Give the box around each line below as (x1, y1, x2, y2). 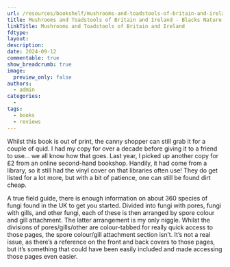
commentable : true (7, 55, 60, 62)
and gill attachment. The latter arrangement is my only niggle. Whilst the (7, 216, 211, 224)
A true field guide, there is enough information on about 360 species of (7, 194, 208, 202)
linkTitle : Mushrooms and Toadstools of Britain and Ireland (7, 23, 186, 29)
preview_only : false (13, 73, 72, 81)
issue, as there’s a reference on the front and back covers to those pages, (7, 238, 216, 246)
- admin (13, 86, 36, 93)
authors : (7, 80, 32, 87)
